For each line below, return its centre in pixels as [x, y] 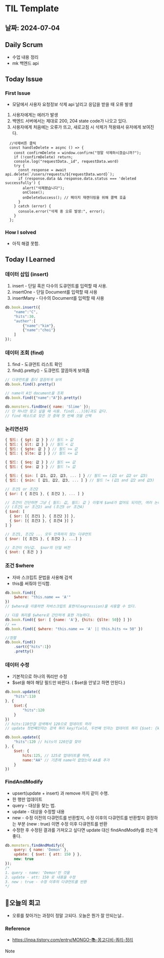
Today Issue [24, 79]
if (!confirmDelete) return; [43, 157]
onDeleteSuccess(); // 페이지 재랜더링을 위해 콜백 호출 [74, 198]
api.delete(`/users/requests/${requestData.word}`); [60, 175]
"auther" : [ [25, 321]
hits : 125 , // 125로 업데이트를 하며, [57, 755]
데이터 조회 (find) [24, 353]
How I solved [21, 232]
